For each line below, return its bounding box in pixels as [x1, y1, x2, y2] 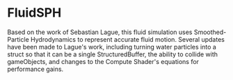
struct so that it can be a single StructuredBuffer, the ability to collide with [7, 50, 218, 58]
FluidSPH [7, 5, 62, 21]
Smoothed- [193, 28, 227, 36]
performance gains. [7, 65, 64, 73]
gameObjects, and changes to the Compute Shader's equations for [7, 57, 200, 65]
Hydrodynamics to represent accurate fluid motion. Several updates [30, 35, 225, 43]
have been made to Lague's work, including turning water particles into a [7, 42, 217, 51]
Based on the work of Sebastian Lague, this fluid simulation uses [7, 28, 193, 36]
